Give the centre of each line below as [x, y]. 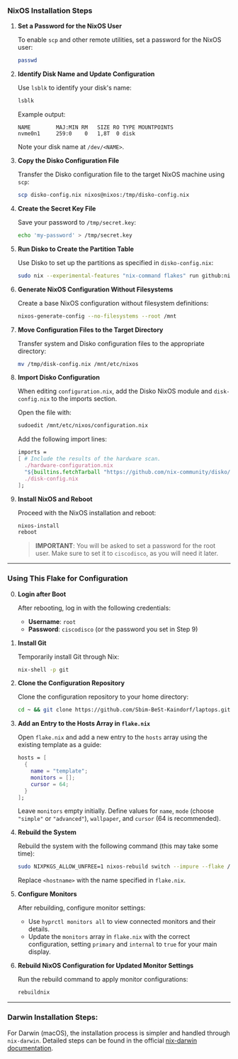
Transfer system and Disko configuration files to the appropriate [111, 343]
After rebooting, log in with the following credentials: [94, 608]
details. [39, 929]
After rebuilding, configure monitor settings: [81, 908]
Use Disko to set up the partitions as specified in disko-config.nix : [115, 262]
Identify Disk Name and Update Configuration [86, 74]
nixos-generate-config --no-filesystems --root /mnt [97, 316]
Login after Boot [42, 594]
